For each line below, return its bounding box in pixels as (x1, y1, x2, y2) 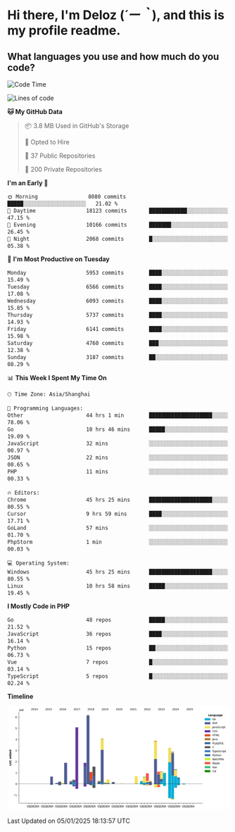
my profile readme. (7, 23, 121, 39)
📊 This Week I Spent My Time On (7, 374, 107, 382)
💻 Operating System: (7, 560, 70, 567)
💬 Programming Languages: (7, 405, 83, 412)
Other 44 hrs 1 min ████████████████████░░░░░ (7, 412, 229, 419)
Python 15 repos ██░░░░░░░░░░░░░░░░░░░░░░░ (7, 645, 229, 652)
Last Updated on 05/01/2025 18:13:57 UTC (7, 817, 130, 825)
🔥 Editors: (7, 489, 40, 496)
